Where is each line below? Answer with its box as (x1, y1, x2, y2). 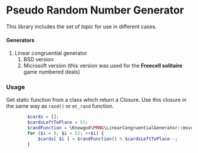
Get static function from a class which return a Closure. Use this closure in (6, 97, 187, 104)
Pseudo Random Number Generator (6, 4, 184, 17)
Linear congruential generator (14, 49, 87, 56)
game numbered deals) (23, 68, 81, 75)
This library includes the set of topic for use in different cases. (6, 23, 157, 30)
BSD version (23, 56, 54, 63)
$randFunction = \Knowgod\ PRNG (27, 125, 104, 131)
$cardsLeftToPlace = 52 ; (27, 119, 88, 125)
